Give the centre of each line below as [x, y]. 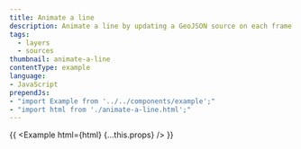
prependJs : [30, 92]
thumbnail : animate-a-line [60, 59]
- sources [36, 51]
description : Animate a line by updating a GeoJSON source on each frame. [153, 26]
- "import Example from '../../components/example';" [113, 101]
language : [28, 76]
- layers [34, 43]
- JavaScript [34, 84]
